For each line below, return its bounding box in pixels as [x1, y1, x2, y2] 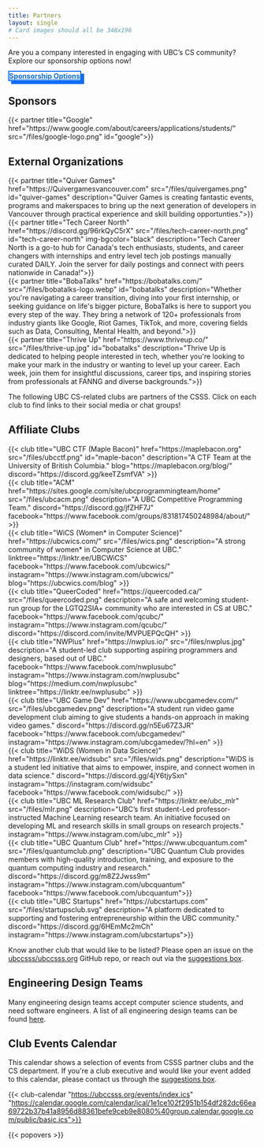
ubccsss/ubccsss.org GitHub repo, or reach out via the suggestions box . [8, 953, 244, 963]
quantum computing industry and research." [8, 862, 152, 872]
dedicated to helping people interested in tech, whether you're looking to [8, 352, 245, 361]
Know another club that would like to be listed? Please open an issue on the [8, 945, 254, 955]
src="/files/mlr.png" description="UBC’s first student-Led [8, 804, 195, 814]
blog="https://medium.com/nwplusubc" [8, 679, 138, 688]
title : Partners [8, 11, 61, 20]
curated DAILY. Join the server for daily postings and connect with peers [8, 259, 244, 269]
